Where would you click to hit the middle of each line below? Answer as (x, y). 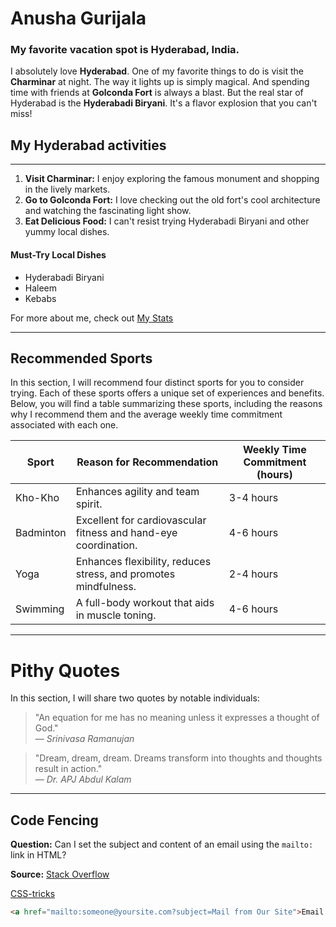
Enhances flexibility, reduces (143, 562)
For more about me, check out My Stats (92, 318)
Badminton (41, 533)
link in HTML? (38, 855)
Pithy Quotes (65, 670)
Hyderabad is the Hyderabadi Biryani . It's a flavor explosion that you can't (164, 103)
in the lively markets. (67, 189)
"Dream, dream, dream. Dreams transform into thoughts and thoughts (178, 758)
